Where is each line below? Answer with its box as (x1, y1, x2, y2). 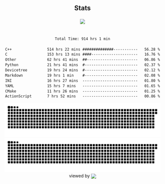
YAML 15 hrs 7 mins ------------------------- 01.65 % (5, 83, 160, 88)
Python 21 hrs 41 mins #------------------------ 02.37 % (5, 62, 160, 67)
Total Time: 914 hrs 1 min (54, 36, 111, 41)
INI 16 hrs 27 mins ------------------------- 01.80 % (5, 78, 160, 83)
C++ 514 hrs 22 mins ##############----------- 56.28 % (5, 47, 160, 52)
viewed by (69, 173, 90, 179)
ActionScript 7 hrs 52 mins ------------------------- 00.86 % (5, 94, 160, 99)
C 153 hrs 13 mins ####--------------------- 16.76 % (5, 52, 160, 57)
